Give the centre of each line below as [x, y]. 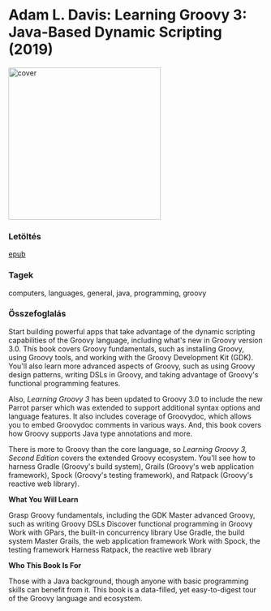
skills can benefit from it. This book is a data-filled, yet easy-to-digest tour [133, 589]
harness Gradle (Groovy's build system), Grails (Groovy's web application [131, 466]
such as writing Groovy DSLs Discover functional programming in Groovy [131, 523]
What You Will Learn [43, 499]
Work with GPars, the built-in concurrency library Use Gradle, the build [127, 532]
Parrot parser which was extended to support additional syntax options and [135, 407]
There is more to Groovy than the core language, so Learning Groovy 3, [128, 449]
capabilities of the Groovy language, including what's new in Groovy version [135, 340]
